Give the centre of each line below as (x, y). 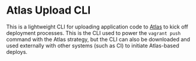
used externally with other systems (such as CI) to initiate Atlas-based (93, 46)
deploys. (17, 52)
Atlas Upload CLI (49, 10)
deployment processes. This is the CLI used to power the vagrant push (94, 33)
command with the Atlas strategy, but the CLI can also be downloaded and (98, 39)
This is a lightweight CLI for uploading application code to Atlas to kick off (97, 27)
